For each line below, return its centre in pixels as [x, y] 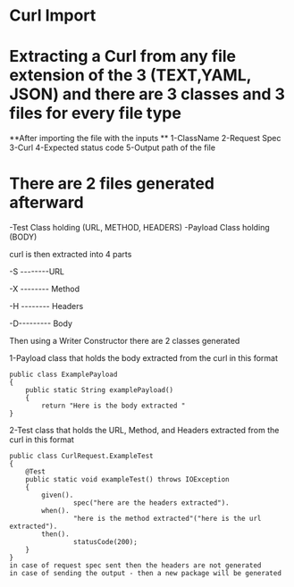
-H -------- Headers [46, 306]
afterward [46, 203]
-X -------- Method [45, 289]
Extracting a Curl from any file [123, 57]
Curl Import [53, 16]
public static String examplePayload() [100, 390]
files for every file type [95, 113]
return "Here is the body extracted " [113, 406]
